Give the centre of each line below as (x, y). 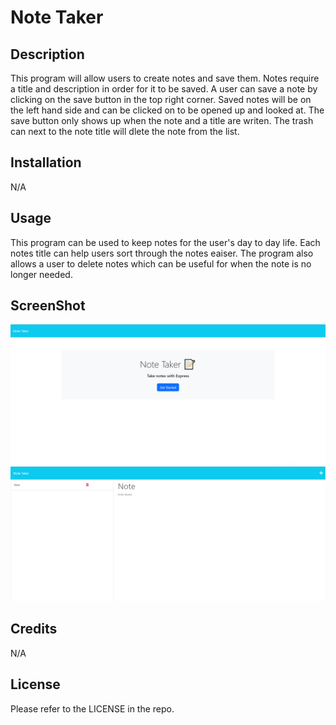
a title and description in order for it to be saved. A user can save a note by (164, 89)
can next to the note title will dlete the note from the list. (125, 131)
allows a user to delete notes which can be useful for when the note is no (161, 263)
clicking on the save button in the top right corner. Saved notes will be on (161, 99)
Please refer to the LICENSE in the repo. (92, 708)
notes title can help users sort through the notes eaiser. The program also (162, 253)
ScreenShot (48, 306)
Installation (46, 162)
